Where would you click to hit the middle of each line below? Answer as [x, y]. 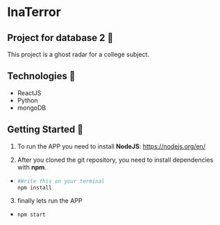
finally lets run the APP [50, 201]
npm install [34, 187]
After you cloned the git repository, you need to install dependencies [115, 160]
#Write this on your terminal [61, 181]
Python [27, 100]
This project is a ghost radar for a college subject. [78, 54]
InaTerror [34, 12]
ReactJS [29, 93]
